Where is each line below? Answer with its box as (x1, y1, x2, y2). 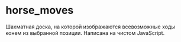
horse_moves (5, 4, 74, 17)
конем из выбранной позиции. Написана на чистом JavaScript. (5, 29, 165, 36)
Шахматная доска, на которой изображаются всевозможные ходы (5, 23, 176, 30)
